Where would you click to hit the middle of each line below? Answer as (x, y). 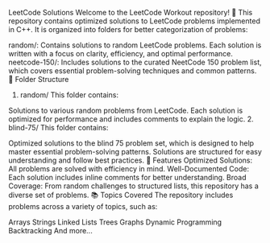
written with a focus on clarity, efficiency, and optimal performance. (121, 54)
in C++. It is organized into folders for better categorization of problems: (128, 29)
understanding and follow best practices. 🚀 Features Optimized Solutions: (131, 160)
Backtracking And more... (50, 231)
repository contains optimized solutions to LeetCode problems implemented (134, 21)
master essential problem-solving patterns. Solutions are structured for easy (135, 152)
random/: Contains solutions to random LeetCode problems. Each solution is (135, 45)
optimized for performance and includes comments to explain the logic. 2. (131, 119)
